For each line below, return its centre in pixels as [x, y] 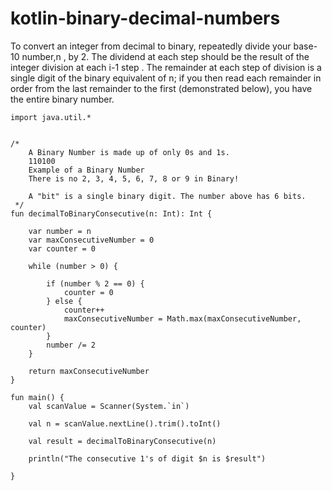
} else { [64, 301]
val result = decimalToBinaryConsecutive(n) [122, 441]
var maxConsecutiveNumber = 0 [91, 240]
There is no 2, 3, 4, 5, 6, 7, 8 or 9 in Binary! [134, 178]
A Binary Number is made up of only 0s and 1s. [129, 152]
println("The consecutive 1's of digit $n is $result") [147, 458]
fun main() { [37, 397]
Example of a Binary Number [86, 170]
